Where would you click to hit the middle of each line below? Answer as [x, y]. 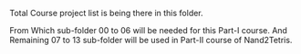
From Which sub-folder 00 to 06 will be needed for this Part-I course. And [148, 30]
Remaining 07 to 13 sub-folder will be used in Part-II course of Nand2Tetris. [151, 40]
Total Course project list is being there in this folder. [106, 13]
